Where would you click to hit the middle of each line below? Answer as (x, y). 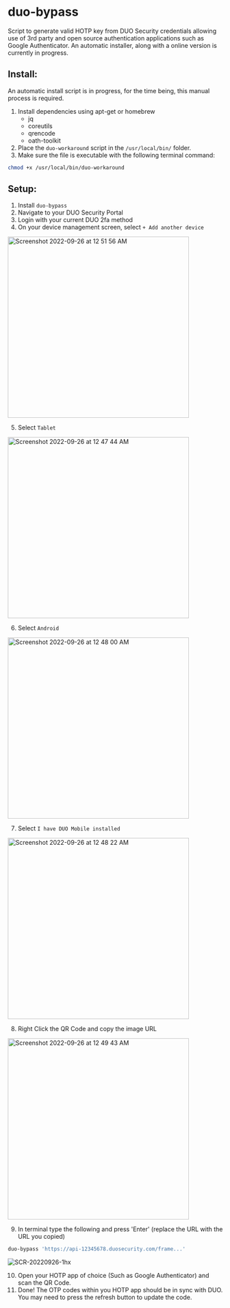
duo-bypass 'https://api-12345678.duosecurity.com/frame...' (97, 1249)
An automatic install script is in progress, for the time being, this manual (109, 90)
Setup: (22, 189)
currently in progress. (38, 53)
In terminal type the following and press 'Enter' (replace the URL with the (120, 1229)
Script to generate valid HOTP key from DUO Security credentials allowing (112, 31)
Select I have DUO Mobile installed (69, 828)
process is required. (36, 98)
